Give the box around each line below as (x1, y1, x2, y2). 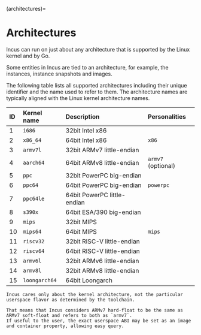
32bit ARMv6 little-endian (65, 256, 139, 265)
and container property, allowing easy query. (6, 323, 124, 329)
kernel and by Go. (6, 52, 50, 59)
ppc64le (23, 195, 45, 202)
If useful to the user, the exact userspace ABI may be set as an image (6, 318, 191, 324)
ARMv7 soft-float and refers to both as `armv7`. (6, 312, 133, 318)
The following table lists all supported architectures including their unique (6, 82, 187, 89)
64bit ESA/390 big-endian (65, 208, 141, 216)
